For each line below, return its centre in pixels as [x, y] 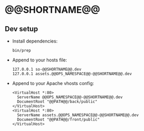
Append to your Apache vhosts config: [53, 83]
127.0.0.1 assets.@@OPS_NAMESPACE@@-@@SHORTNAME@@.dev [72, 74]
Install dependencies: [35, 41]
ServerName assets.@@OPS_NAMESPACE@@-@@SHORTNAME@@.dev [78, 115]
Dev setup [22, 29]
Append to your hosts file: [39, 60]
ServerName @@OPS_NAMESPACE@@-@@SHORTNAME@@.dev [70, 97]
